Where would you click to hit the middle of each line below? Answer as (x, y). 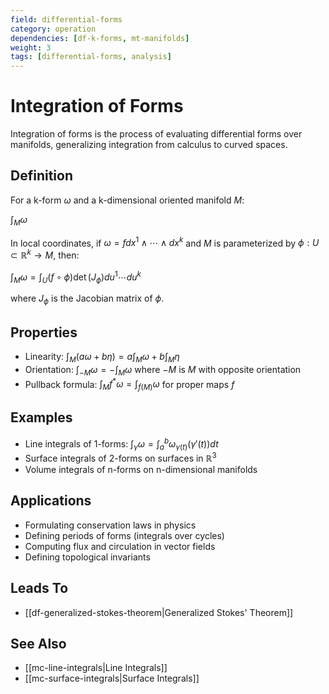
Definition (41, 176)
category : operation (53, 29)
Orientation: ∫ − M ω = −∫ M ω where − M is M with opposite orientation (163, 370)
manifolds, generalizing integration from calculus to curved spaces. (149, 145)
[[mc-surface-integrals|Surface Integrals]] (112, 678)
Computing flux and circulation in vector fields (120, 546)
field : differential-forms (66, 19)
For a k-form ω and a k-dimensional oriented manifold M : (127, 200)
